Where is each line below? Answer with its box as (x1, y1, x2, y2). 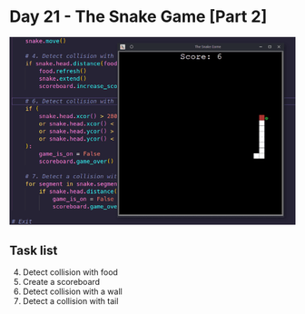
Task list (9, 242, 58, 258)
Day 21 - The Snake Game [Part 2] (9, 6, 268, 27)
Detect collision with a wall (22, 286, 123, 297)
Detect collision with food (22, 267, 118, 278)
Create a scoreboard (22, 277, 101, 288)
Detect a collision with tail (22, 296, 119, 307)
